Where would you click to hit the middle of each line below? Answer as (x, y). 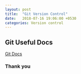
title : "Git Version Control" (36, 14)
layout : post (18, 9)
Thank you (18, 66)
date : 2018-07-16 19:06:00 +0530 (41, 18)
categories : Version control (34, 23)
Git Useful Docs (29, 42)
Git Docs (14, 54)
